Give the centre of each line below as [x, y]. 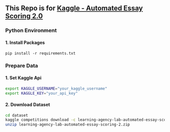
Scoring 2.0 [24, 16]
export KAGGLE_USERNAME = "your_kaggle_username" [56, 88]
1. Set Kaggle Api [23, 78]
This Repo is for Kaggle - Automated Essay [74, 8]
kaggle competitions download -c [40, 120]
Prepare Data [22, 66]
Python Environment [31, 31]
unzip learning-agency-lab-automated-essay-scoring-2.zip [68, 125]
